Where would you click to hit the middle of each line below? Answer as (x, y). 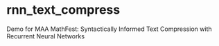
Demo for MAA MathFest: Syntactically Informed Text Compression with (109, 29)
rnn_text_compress (63, 10)
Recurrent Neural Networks (45, 36)
